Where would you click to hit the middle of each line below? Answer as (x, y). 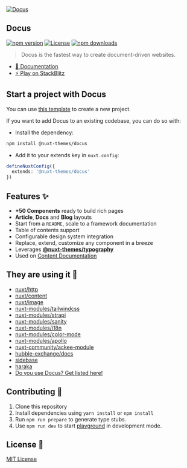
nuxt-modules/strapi (40, 315)
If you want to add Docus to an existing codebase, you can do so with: (93, 120)
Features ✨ (27, 196)
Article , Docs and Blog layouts (53, 217)
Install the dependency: (44, 132)
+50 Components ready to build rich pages (69, 210)
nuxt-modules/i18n (38, 328)
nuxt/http (26, 289)
